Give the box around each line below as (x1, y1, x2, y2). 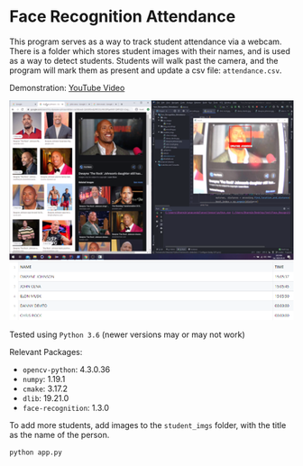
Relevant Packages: (9, 347, 83, 358)
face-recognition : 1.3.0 (22, 403, 110, 414)
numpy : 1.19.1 (22, 374, 66, 385)
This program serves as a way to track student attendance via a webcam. (9, 36, 282, 47)
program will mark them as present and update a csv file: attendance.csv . (9, 65, 282, 76)
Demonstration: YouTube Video (9, 82, 125, 93)
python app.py (9, 448, 63, 457)
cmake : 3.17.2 (22, 383, 69, 394)
